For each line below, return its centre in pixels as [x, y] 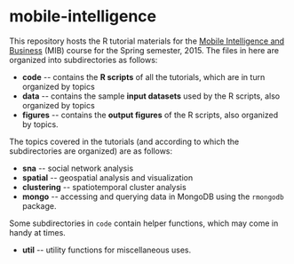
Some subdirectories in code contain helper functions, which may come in [144, 223]
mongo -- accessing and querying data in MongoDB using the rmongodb [153, 196]
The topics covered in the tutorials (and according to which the [124, 141]
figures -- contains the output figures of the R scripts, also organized [150, 115]
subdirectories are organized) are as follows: [91, 151]
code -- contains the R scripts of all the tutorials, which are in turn [143, 76]
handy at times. [38, 232]
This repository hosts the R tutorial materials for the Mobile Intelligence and [147, 41]
